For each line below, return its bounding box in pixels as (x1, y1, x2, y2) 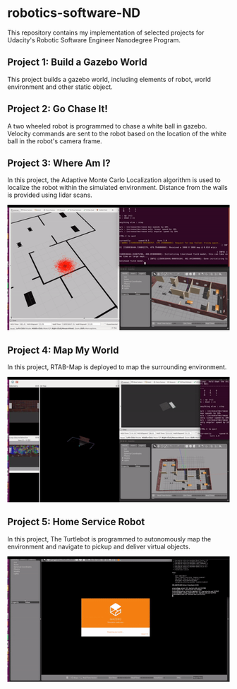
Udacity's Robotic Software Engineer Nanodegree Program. (7, 35, 181, 44)
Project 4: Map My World (7, 344, 119, 356)
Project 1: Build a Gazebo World (7, 56, 148, 68)
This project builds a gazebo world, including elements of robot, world (7, 75, 212, 83)
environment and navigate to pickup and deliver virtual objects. (7, 542, 190, 551)
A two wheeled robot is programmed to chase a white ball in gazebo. (7, 121, 207, 130)
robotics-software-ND (7, 5, 141, 21)
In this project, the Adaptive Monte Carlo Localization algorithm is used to (7, 176, 221, 184)
